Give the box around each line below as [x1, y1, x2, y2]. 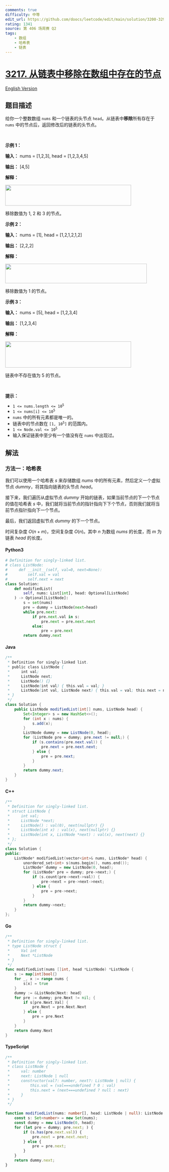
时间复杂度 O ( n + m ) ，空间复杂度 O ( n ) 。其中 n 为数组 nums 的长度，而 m [5, 529, 156, 535]
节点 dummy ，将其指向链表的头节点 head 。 [5, 484, 96, 490]
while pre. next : [23, 609, 57, 615]
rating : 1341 [5, 21, 33, 27]
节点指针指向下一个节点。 [9, 507, 63, 513]
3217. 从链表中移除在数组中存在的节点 [5, 68, 161, 80]
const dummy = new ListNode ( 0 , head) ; [14, 1120, 96, 1126]
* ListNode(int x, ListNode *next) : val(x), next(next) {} [7, 832, 145, 837]
